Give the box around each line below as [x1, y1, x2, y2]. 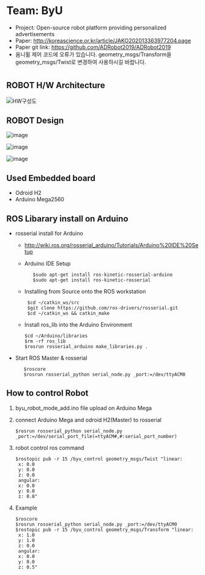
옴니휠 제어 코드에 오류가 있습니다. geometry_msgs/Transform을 [15, 50, 172, 58]
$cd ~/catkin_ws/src [27, 299, 80, 306]
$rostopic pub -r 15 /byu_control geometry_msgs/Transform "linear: [15, 527, 194, 533]
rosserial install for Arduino [15, 229, 84, 237]
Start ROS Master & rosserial [15, 354, 88, 362]
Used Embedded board [6, 172, 96, 184]
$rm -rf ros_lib [24, 338, 66, 344]
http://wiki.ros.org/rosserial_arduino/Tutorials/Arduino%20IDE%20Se [24, 241, 199, 248]
